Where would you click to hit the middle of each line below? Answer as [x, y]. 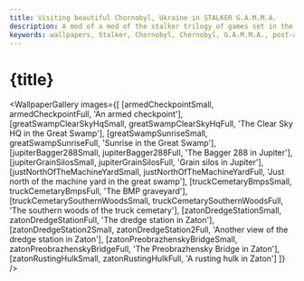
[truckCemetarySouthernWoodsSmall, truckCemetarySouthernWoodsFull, [146, 201]
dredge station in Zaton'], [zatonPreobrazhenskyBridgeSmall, [123, 239]
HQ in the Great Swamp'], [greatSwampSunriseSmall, [109, 133]
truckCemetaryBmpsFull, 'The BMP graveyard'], [99, 191]
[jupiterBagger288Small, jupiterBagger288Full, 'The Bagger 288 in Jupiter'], [151, 153]
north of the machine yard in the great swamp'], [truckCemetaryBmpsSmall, [151, 181]
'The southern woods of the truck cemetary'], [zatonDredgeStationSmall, [146, 210]
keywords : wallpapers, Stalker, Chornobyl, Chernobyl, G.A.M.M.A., [139, 34]
